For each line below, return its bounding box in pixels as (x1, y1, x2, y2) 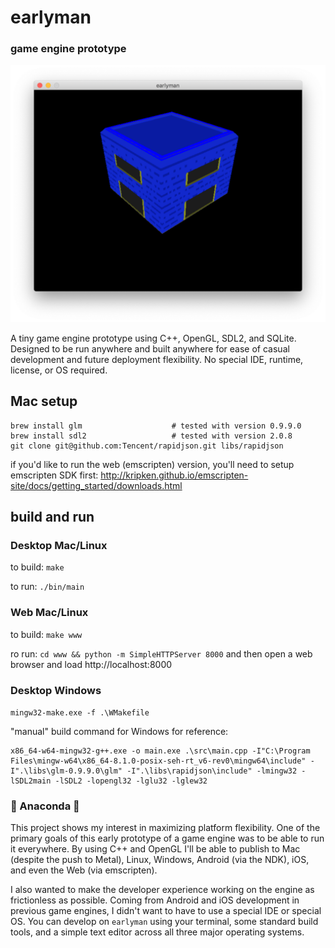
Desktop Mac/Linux (10, 539, 108, 553)
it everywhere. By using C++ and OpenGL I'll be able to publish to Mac (10, 843, 301, 855)
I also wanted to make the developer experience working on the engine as (10, 884, 315, 896)
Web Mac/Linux (10, 606, 89, 620)
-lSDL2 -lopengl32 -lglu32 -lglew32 (54, 776, 208, 786)
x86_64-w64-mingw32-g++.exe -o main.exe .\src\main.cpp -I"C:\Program (10, 746, 311, 756)
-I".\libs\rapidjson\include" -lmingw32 (126, 766, 298, 776)
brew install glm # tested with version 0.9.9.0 (10, 421, 302, 431)
